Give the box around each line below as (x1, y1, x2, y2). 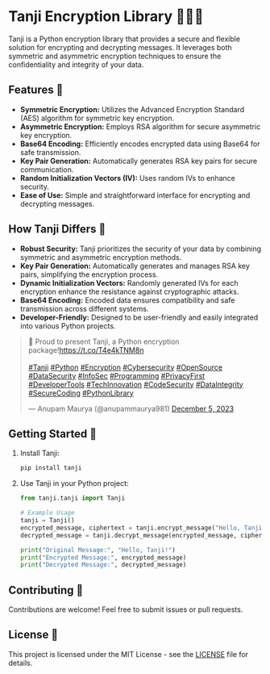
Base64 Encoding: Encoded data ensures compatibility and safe (19, 295, 235, 305)
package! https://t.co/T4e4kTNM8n (27, 345, 144, 354)
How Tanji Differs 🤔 (8, 222, 106, 237)
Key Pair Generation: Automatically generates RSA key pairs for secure (19, 156, 258, 165)
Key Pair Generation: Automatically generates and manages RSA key (19, 261, 250, 270)
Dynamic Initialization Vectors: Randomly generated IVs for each (19, 278, 239, 287)
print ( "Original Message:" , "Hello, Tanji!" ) (19, 546, 176, 554)
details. (8, 658, 33, 668)
